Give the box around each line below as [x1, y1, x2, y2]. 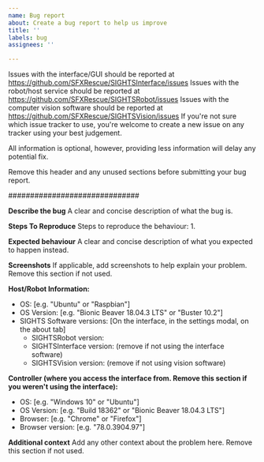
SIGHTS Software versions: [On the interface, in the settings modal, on [19, 317, 250, 326]
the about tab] [19, 325, 66, 334]
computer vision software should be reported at [8, 103, 163, 113]
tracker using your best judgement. [8, 128, 122, 138]
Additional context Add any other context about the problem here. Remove [8, 438, 253, 447]
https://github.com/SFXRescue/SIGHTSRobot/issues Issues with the [8, 95, 229, 104]
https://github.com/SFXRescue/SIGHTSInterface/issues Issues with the [8, 78, 240, 88]
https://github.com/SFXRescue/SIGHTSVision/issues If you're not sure [8, 111, 237, 121]
